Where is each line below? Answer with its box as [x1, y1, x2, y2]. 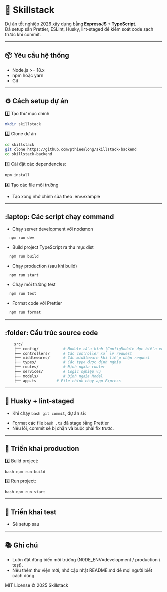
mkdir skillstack [5, 121, 41, 126]
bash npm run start [5, 490, 46, 495]
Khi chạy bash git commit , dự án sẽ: [12, 410, 86, 416]
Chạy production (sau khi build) [12, 263, 77, 269]
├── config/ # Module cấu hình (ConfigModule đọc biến [14, 346, 157, 351]
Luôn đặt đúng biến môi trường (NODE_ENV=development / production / [12, 557, 161, 563]
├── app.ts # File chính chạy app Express [14, 378, 121, 383]
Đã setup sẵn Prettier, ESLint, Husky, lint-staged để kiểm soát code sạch [5, 26, 154, 32]
